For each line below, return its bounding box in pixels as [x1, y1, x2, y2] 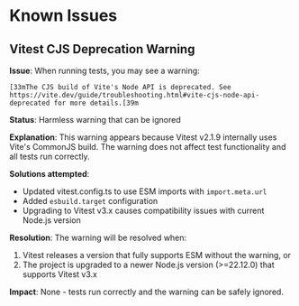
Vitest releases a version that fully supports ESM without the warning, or [22, 250, 291, 260]
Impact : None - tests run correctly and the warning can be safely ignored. [9, 286, 284, 297]
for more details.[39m [53, 98, 140, 107]
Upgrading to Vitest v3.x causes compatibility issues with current [22, 205, 265, 216]
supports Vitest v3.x [22, 269, 97, 280]
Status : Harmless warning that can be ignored [9, 115, 182, 125]
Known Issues [9, 5, 118, 26]
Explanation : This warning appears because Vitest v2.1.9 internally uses [9, 132, 277, 143]
